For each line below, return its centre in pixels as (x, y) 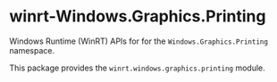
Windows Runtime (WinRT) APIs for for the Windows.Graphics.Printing (138, 41)
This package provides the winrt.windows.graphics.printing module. (137, 68)
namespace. (32, 50)
